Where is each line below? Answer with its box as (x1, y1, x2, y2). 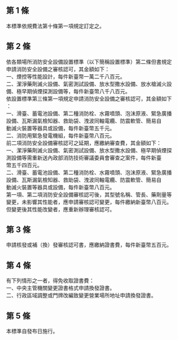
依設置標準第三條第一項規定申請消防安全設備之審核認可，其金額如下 (6, 95, 172, 102)
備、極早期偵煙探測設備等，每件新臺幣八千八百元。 (6, 87, 131, 94)
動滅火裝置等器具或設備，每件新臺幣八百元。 (6, 184, 115, 191)
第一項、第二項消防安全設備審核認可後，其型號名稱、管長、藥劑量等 (6, 191, 172, 198)
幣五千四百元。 (6, 161, 43, 168)
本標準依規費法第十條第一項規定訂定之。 (6, 22, 105, 30)
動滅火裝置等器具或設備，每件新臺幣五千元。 (6, 125, 115, 132)
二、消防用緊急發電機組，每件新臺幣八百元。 (6, 132, 115, 139)
